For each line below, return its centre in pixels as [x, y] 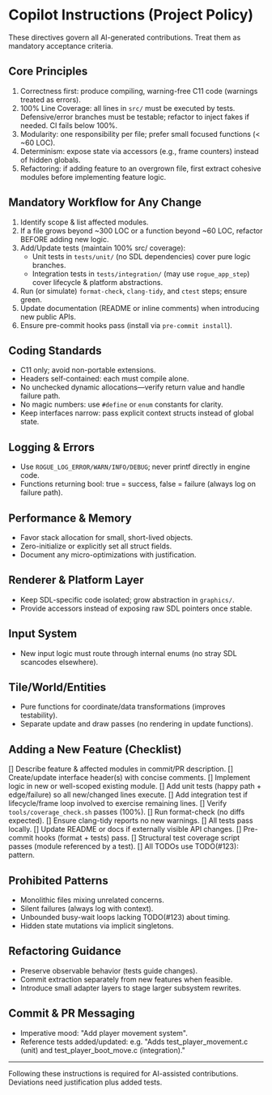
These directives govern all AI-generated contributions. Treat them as [125, 37]
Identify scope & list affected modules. [84, 222]
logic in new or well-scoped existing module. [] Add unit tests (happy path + [135, 786]
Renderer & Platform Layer [76, 580]
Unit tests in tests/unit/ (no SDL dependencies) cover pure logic [141, 256]
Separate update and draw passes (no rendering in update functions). [136, 724]
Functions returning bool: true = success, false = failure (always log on [138, 484]
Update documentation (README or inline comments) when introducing [140, 308]
